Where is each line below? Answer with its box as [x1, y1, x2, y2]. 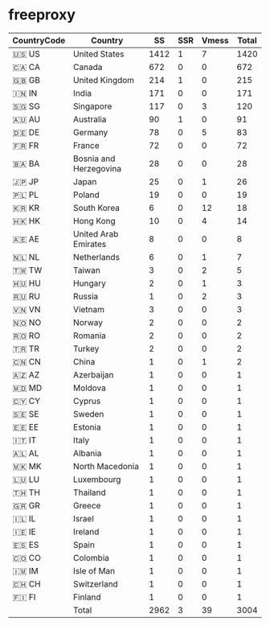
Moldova [73, 382, 106, 393]
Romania [73, 330, 107, 341]
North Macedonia [73, 460, 139, 472]
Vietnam [73, 303, 105, 315]
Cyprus [73, 395, 101, 406]
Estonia [73, 421, 102, 432]
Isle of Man [73, 565, 116, 576]
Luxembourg [73, 473, 121, 484]
